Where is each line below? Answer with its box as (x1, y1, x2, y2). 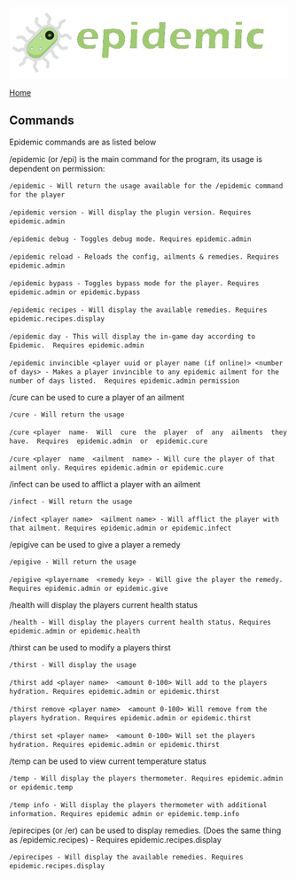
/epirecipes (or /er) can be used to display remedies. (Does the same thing (9, 825, 282, 836)
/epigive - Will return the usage (9, 557, 137, 566)
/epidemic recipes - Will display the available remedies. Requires (9, 305, 268, 315)
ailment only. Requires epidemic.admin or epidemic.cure (9, 463, 224, 472)
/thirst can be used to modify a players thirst (9, 642, 171, 653)
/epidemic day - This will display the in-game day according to (9, 331, 255, 341)
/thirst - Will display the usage (9, 660, 137, 669)
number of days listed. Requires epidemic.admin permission (9, 376, 240, 385)
